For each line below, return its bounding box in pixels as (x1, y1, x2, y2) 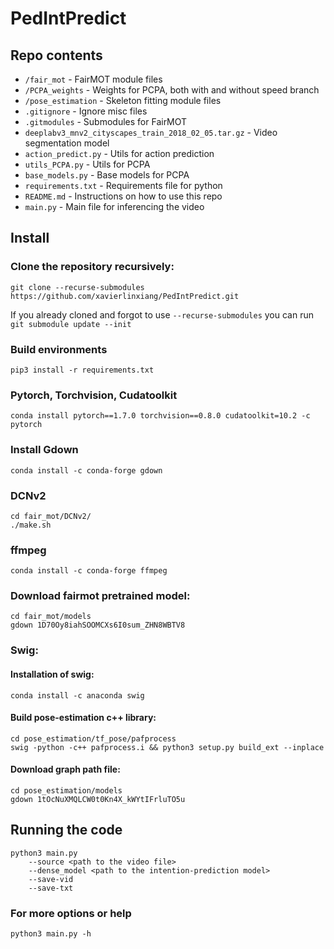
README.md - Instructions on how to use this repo (24, 190, 223, 202)
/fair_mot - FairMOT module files (24, 73, 163, 85)
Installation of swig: (10, 668, 95, 680)
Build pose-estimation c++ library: (10, 712, 157, 724)
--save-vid (28, 874, 74, 884)
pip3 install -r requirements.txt (10, 365, 155, 375)
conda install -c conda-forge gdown (10, 465, 163, 476)
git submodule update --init (10, 319, 132, 329)
